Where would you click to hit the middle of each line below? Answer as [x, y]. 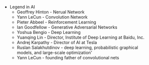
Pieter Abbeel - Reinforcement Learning [57, 22]
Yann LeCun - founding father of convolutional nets [68, 58]
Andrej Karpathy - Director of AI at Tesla [57, 42]
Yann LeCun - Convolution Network [52, 17]
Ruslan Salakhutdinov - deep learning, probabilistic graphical [77, 48]
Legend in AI [22, 7]
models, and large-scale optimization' [54, 53]
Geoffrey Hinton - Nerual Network [51, 12]
